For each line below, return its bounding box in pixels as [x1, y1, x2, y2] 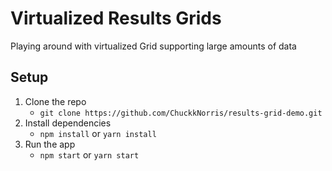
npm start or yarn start [39, 148, 140, 161]
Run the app [24, 138, 76, 150]
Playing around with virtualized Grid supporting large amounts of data [10, 40, 297, 52]
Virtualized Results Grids [10, 7, 222, 30]
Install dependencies [24, 117, 112, 129]
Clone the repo [24, 95, 87, 107]
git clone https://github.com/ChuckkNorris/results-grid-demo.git [39, 108, 323, 118]
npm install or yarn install [39, 127, 157, 139]
